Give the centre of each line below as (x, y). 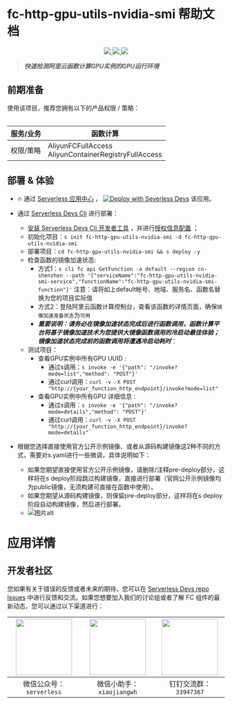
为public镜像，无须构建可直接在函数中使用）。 (92, 487)
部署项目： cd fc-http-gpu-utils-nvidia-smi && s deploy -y (114, 251)
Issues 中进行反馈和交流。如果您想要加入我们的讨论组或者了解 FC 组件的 (110, 597)
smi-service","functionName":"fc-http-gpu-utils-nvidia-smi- (127, 281)
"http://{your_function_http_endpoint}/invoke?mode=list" (133, 388)
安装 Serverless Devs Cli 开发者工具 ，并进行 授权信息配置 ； (113, 228)
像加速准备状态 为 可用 (64, 315)
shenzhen (50, 276)
